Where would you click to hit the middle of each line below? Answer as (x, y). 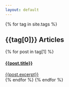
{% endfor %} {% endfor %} (34, 79)
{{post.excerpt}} (22, 74)
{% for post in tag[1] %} (29, 52)
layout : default (22, 10)
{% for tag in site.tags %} (31, 24)
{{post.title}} (19, 63)
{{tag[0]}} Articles (34, 40)
